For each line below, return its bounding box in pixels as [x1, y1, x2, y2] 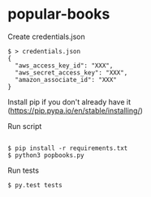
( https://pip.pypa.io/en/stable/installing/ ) [7, 105, 144, 115]
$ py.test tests [7, 181, 63, 189]
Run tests [7, 165, 40, 175]
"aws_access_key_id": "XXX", [15, 62, 114, 70]
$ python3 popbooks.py [7, 151, 84, 159]
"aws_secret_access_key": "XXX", [15, 68, 128, 77]
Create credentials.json [7, 32, 86, 41]
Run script [7, 121, 42, 131]
